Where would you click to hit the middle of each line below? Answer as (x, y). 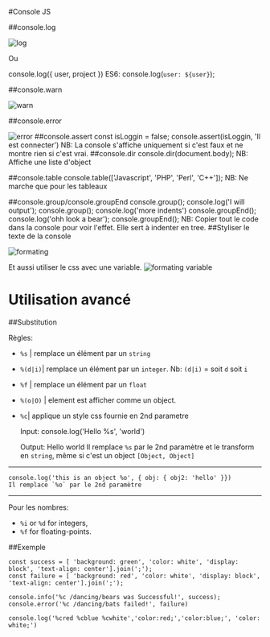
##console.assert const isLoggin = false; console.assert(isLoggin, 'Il (148, 136)
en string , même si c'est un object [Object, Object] (107, 455)
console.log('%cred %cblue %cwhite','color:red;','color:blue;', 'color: (135, 618)
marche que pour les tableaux (58, 186)
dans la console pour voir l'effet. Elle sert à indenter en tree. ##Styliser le (129, 227)
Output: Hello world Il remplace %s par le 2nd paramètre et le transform (137, 447)
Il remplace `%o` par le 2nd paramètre (75, 485)
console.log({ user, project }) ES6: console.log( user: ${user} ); (112, 74)
